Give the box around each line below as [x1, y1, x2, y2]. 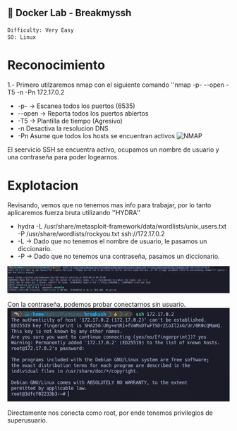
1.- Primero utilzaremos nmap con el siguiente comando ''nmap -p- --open [7, 80, 224, 89]
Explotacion [7, 177, 79, 193]
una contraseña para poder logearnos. [7, 152, 120, 161]
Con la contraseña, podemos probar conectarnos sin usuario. [7, 300, 186, 308]
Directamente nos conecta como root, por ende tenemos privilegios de [7, 408, 213, 417]
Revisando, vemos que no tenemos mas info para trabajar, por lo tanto [7, 200, 212, 209]
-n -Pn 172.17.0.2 [16, 87, 65, 96]
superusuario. [7, 415, 48, 424]
